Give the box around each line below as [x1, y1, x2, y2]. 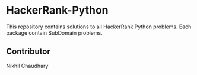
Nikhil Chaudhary [6, 62, 49, 69]
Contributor [6, 47, 50, 57]
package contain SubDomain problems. [6, 29, 103, 36]
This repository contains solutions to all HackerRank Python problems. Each [6, 23, 192, 30]
